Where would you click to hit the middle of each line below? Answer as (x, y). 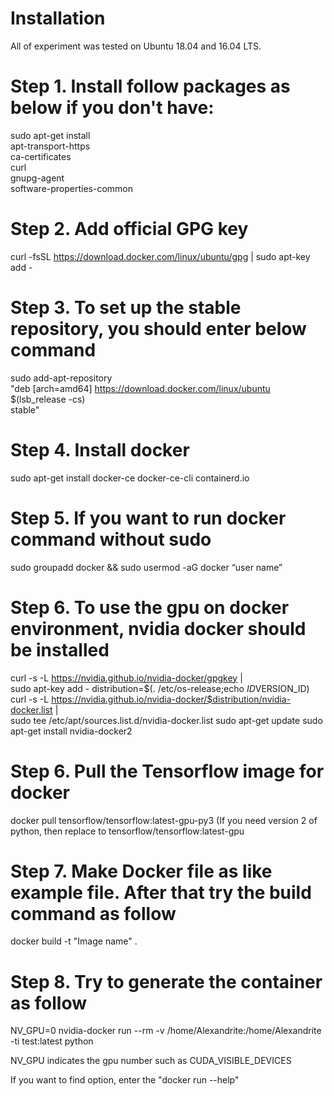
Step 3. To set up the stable (126, 308)
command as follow (93, 913)
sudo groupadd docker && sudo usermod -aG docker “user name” (146, 567)
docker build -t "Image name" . (74, 941)
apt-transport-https (50, 146)
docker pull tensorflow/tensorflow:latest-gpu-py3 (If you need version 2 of (164, 820)
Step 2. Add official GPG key (129, 229)
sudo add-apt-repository (61, 378)
